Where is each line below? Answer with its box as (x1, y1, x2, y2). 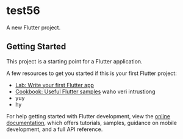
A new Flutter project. (6, 24, 61, 31)
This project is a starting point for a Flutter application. (6, 57, 143, 65)
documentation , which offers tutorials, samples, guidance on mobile (6, 119, 177, 126)
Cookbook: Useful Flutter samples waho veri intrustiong (15, 88, 156, 95)
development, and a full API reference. (6, 126, 103, 133)
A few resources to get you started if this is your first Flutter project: (6, 69, 177, 77)
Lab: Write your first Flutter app (15, 81, 95, 88)
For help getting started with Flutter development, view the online (6, 112, 171, 119)
